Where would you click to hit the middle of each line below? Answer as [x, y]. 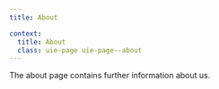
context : [26, 33]
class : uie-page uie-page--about [80, 50]
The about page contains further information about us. [110, 76]
